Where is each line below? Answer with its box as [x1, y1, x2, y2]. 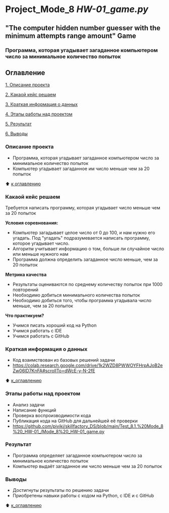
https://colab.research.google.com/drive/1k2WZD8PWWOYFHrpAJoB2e [12, 362, 163, 369]
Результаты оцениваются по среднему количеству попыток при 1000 [12, 281, 163, 287]
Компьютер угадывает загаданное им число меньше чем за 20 [12, 165, 150, 172]
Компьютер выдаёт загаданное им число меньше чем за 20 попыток [12, 463, 162, 469]
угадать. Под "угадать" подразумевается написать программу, [12, 235, 150, 241]
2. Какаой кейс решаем [5, 92, 57, 98]
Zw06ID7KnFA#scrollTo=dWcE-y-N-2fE [12, 368, 95, 374]
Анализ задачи [12, 402, 45, 408]
